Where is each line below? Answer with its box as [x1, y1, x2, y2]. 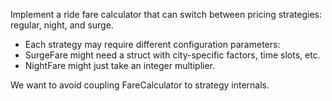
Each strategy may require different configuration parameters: [24, 39, 281, 50]
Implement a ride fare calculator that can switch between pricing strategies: [10, 9, 322, 20]
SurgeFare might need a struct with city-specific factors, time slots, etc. [24, 49, 321, 61]
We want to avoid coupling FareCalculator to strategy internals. [10, 79, 270, 91]
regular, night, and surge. [10, 19, 114, 31]
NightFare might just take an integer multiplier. [24, 60, 216, 71]
